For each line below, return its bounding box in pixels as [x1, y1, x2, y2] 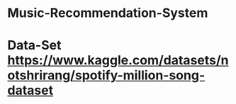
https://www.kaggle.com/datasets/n [7, 52, 229, 69]
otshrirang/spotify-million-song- [7, 67, 206, 83]
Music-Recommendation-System [7, 5, 208, 21]
